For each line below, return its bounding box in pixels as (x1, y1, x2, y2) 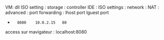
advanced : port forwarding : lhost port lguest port (5, 9, 109, 15)
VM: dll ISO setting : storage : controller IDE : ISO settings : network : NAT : (5, 4, 159, 10)
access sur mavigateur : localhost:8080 (5, 29, 87, 34)
